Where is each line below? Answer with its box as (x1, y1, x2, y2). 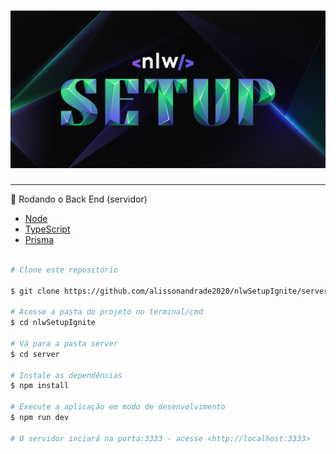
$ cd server (10, 349, 60, 359)
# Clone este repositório (10, 265, 118, 275)
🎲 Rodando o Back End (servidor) (10, 193, 148, 205)
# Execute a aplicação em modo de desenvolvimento (10, 402, 226, 412)
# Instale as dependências (10, 370, 123, 380)
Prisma (24, 233, 55, 245)
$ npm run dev (10, 413, 70, 423)
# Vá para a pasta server (10, 338, 118, 349)
